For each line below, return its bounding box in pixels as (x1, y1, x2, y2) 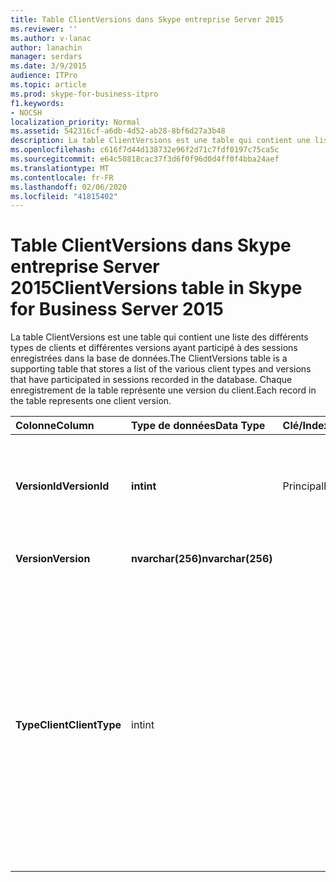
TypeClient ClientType (15, 718, 122, 732)
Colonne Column (15, 419, 95, 433)
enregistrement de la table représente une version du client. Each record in (10, 384, 317, 396)
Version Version (15, 552, 91, 566)
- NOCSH (10, 107, 43, 118)
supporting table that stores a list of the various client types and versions (10, 363, 312, 375)
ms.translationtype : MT (10, 163, 110, 173)
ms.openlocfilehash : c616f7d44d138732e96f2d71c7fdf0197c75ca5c (10, 145, 280, 155)
